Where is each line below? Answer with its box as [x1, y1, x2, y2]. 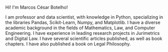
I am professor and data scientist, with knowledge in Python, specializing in [5, 14, 163, 20]
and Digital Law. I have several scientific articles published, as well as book [5, 35, 162, 41]
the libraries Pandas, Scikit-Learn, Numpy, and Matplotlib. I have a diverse [5, 20, 160, 25]
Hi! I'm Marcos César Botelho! [5, 5, 68, 10]
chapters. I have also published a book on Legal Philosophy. [5, 41, 131, 47]
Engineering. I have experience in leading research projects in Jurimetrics [5, 30, 160, 36]
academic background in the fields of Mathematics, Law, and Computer [5, 25, 155, 31]
